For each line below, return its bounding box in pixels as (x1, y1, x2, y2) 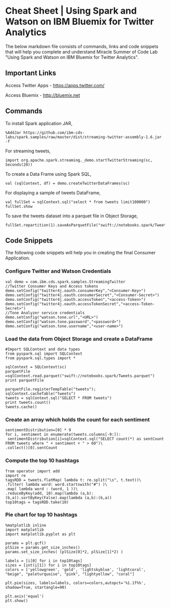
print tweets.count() (5, 400, 51, 405)
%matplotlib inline (5, 522, 47, 528)
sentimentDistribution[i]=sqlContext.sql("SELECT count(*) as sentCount (7, 436, 164, 442)
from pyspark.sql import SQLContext (5, 351, 82, 356)
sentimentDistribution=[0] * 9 (5, 428, 71, 433)
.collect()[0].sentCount (5, 445, 58, 450)
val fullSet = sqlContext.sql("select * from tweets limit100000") (5, 199, 151, 205)
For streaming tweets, (5, 147, 51, 154)
